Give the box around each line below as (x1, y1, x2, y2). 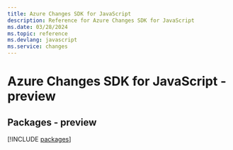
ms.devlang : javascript (7, 37, 78, 44)
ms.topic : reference (7, 30, 69, 37)
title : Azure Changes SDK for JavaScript (7, 10, 132, 18)
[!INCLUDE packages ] (7, 135, 72, 143)
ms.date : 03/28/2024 (7, 23, 69, 30)
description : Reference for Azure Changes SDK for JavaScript (7, 17, 195, 24)
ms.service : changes (7, 43, 69, 50)
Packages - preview (7, 116, 97, 128)
